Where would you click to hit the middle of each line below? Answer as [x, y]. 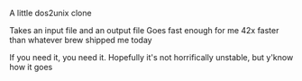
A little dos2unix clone [50, 13]
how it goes [31, 67]
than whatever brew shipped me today [81, 40]
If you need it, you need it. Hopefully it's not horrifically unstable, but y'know [151, 57]
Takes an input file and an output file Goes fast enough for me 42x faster [144, 30]
